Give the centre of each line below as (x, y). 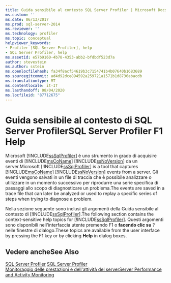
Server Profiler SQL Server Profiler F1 (84, 131)
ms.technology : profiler (32, 34)
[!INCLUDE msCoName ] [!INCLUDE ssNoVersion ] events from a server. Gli (82, 172)
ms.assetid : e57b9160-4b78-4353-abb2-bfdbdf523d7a (60, 57)
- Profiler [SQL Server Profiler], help (49, 48)
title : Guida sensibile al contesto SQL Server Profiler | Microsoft (81, 10)
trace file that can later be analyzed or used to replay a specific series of (81, 194)
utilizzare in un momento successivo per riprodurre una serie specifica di (82, 183)
